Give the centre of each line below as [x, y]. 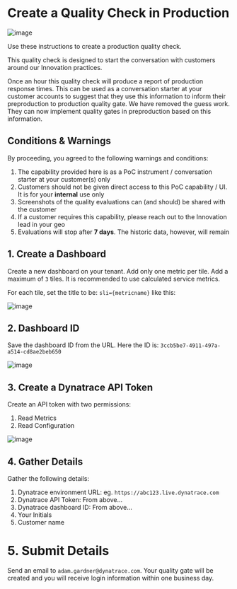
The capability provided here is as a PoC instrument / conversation [115, 172]
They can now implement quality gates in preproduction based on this [109, 111]
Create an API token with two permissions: [69, 404]
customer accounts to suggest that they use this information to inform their [117, 96]
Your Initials [35, 515]
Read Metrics [37, 418]
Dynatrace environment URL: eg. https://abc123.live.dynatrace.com [118, 492]
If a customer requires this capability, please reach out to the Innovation [122, 216]
